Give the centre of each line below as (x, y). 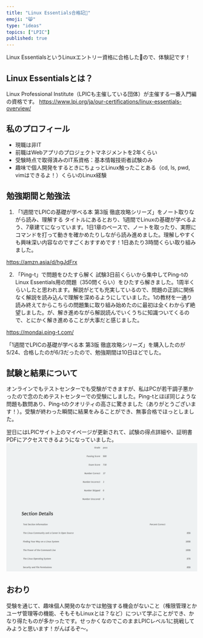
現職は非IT (28, 144)
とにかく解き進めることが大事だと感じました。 (84, 320)
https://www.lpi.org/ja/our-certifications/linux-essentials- (110, 101)
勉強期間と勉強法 (38, 196)
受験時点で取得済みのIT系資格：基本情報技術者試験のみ (84, 160)
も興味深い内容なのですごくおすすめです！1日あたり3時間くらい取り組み (105, 242)
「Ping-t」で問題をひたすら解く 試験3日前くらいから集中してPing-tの (102, 274)
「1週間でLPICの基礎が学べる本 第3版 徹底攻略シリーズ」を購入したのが (96, 344)
